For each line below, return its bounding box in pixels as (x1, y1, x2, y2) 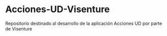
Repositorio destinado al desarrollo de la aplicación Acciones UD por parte (5, 20, 162, 26)
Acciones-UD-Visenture (5, 4, 110, 15)
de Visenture (5, 25, 32, 31)
